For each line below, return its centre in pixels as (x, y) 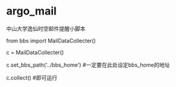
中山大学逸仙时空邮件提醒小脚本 (46, 28)
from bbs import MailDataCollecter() (51, 40)
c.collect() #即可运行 (32, 77)
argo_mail (32, 11)
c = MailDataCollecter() (35, 52)
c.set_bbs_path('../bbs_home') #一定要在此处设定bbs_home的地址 (88, 65)
